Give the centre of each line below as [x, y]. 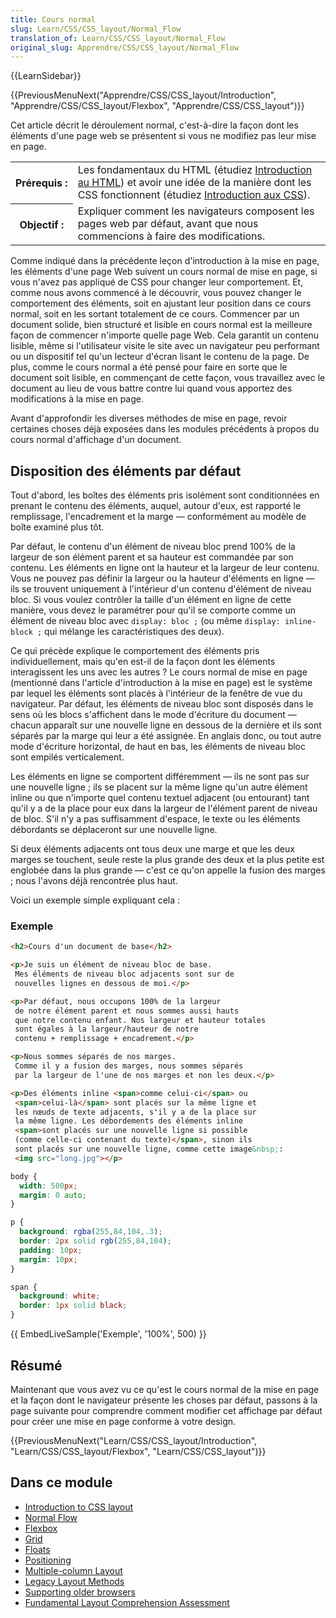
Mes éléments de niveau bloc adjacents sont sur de [124, 974]
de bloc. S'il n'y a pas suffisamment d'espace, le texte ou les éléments [155, 819]
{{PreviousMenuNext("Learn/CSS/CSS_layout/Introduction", [134, 1440]
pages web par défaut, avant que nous [168, 224]
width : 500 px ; [48, 1186]
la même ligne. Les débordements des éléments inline [129, 1121]
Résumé [36, 1365]
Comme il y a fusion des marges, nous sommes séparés [129, 1066]
